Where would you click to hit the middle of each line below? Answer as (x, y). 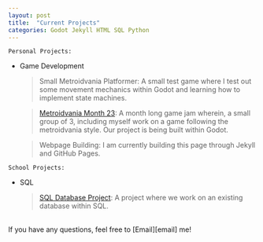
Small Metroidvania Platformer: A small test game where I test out (145, 81)
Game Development (52, 66)
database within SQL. (74, 206)
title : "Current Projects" (54, 23)
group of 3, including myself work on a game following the (133, 122)
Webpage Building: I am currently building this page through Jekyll (147, 145)
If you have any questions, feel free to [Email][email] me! (100, 229)
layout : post (30, 15)
